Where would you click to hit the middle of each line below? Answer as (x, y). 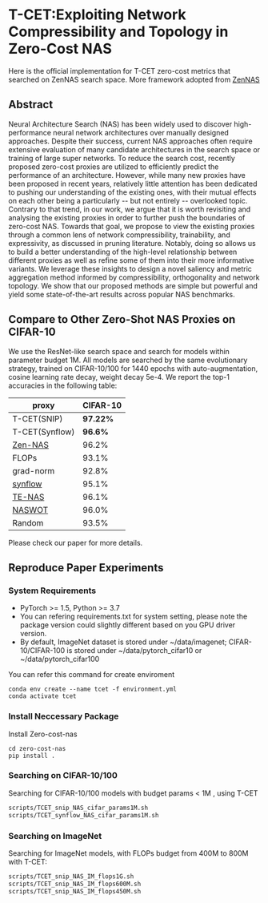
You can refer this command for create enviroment (92, 675)
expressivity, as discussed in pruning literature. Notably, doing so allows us (132, 243)
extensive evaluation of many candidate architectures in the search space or (134, 149)
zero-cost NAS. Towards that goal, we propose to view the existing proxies (132, 226)
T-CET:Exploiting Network (97, 15)
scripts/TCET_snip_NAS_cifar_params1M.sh (78, 808)
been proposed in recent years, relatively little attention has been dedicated (133, 183)
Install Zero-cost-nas (43, 734)
